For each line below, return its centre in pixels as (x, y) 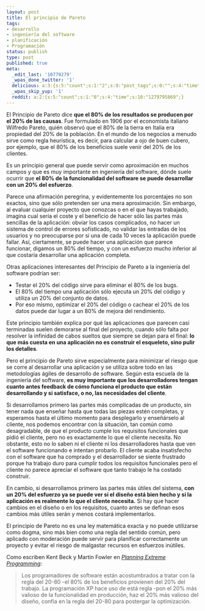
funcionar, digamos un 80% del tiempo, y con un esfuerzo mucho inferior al (102, 248)
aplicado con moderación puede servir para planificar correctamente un (97, 538)
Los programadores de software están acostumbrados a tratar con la (108, 575)
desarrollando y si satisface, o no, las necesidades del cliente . (86, 393)
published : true (27, 63)
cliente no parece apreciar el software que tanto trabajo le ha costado (94, 469)
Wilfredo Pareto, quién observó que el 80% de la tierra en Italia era (91, 127)
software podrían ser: (33, 273)
